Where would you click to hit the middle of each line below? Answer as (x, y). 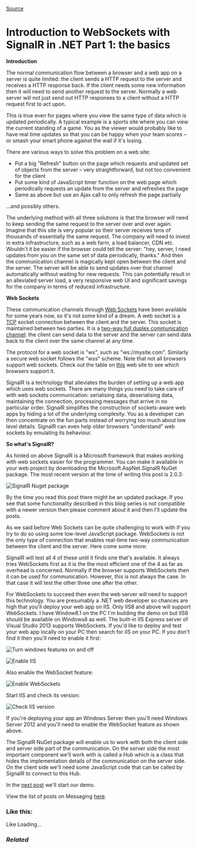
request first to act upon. (36, 104)
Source (15, 9)
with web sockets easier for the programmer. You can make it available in (95, 461)
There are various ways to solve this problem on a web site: (78, 152)
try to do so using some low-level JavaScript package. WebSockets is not (95, 533)
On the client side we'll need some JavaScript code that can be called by (94, 767)
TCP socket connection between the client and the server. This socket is (94, 322)
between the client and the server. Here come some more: (77, 546)
